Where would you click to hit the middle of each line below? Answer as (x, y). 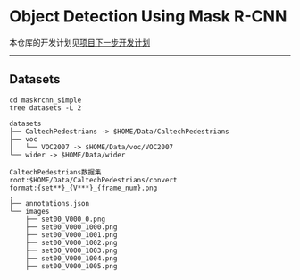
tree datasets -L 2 (46, 108)
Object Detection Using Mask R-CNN (148, 17)
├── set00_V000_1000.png (71, 227)
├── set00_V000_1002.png (71, 242)
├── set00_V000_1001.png (71, 234)
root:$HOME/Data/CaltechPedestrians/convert (93, 180)
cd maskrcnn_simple (46, 100)
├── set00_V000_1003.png (71, 250)
